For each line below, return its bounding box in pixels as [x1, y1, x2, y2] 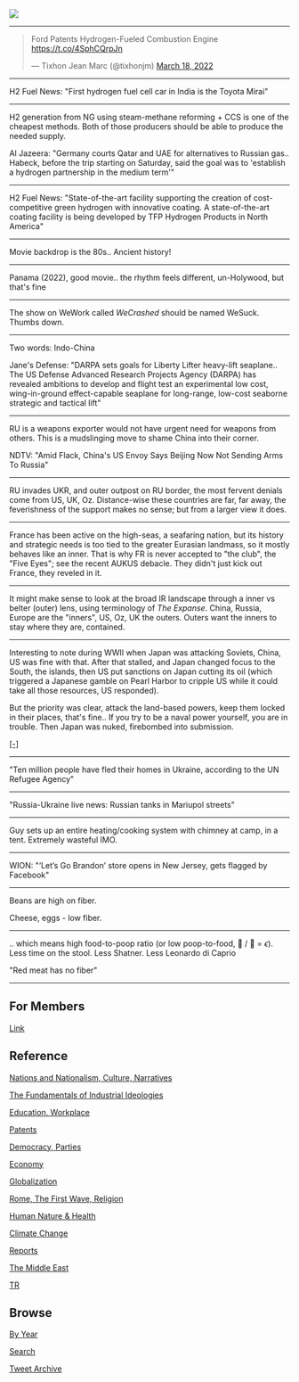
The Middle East [9, 1262, 69, 1273]
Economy [9, 1158, 44, 1169]
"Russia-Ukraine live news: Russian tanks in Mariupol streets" [9, 800, 236, 810]
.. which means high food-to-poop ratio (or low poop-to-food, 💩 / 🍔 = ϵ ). [9, 938, 274, 949]
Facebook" [9, 869, 50, 880]
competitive [9, 202, 53, 212]
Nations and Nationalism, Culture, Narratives [9, 1072, 173, 1082]
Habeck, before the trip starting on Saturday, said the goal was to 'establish [9, 158, 287, 168]
